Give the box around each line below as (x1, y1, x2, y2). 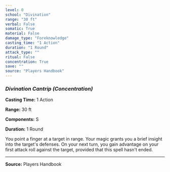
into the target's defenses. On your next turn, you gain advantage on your (5, 141, 159, 147)
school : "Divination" (5, 12, 51, 17)
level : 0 (5, 7, 24, 13)
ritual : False (5, 54, 35, 60)
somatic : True (5, 26, 35, 31)
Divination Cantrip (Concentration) (5, 85, 93, 92)
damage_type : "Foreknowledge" (5, 36, 69, 41)
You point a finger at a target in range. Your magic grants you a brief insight (5, 136, 163, 142)
